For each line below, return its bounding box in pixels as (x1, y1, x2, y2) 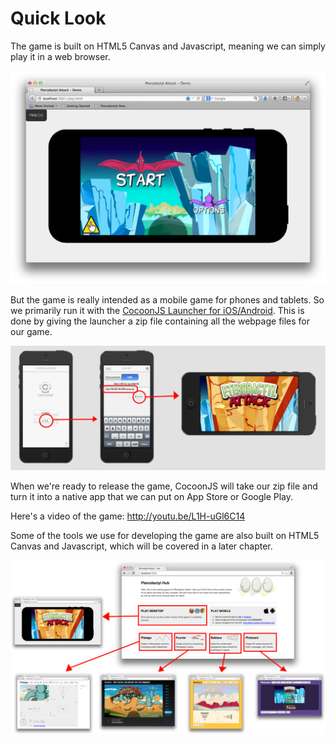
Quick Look (10, 7, 107, 30)
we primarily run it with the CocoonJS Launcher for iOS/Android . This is (10, 304, 305, 316)
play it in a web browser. (10, 50, 111, 62)
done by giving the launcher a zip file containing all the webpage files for (10, 315, 311, 327)
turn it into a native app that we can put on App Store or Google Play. (10, 491, 294, 503)
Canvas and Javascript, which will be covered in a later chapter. (10, 540, 273, 552)
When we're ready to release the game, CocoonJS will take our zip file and (10, 480, 318, 492)
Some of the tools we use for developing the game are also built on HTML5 (10, 530, 320, 542)
